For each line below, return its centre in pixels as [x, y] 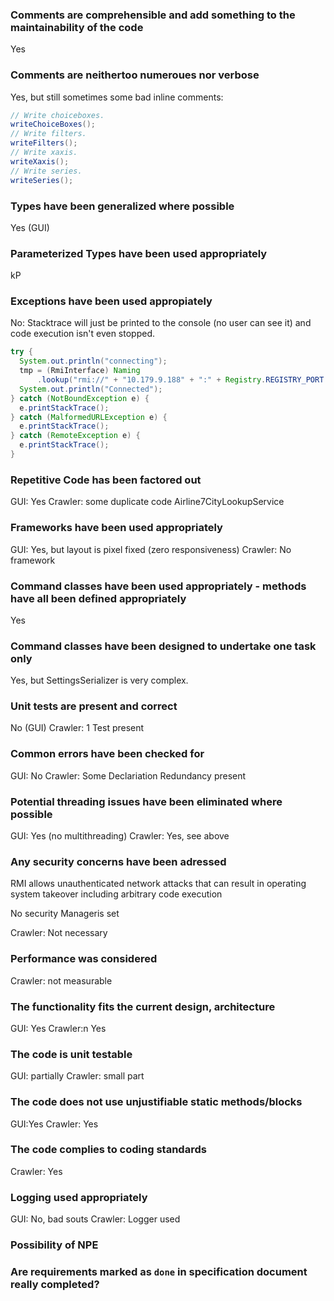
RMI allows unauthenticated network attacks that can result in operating [158, 884]
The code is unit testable [71, 1054]
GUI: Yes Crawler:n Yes [58, 1028]
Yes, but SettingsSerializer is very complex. [99, 680]
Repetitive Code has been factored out [106, 480]
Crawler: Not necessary [59, 933]
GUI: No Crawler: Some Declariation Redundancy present [128, 775]
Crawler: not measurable [61, 980]
